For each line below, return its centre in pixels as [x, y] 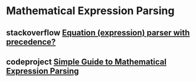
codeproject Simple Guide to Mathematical [86, 62]
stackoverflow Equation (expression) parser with [98, 33]
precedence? [31, 42]
